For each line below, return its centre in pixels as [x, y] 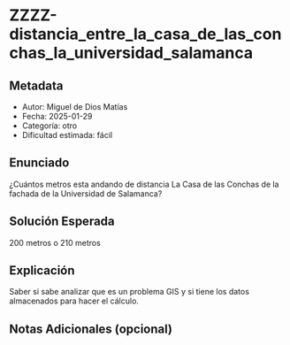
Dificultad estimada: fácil [67, 135]
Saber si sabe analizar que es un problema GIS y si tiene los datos [130, 292]
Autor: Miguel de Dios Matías [75, 107]
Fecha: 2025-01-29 [57, 116]
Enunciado [39, 163]
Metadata [36, 85]
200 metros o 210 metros [55, 242]
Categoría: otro [50, 126]
